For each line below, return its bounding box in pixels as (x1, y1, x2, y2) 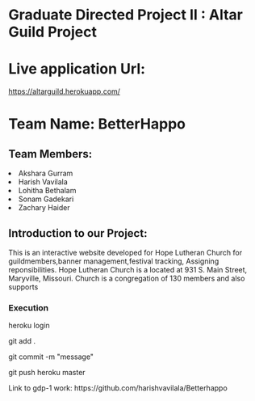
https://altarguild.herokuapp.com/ (8, 87, 121, 96)
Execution (8, 302, 49, 313)
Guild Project (8, 23, 97, 41)
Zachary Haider (19, 203, 70, 213)
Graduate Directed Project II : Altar (8, 6, 244, 24)
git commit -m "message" (8, 352, 94, 361)
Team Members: (8, 147, 93, 161)
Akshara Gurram (19, 168, 73, 179)
